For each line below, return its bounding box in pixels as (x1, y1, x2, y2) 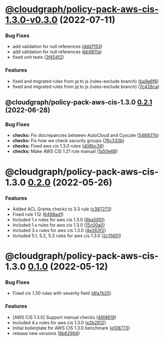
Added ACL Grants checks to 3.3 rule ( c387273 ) (12, 206, 112, 212)
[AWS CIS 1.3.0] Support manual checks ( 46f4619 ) (12, 314, 116, 320)
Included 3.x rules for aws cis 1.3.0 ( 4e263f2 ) (12, 227, 106, 233)
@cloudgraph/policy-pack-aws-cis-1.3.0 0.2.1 (5, 98, 152, 106)
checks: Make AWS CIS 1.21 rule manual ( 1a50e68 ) (12, 148, 118, 154)
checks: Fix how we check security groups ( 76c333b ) (12, 138, 124, 144)
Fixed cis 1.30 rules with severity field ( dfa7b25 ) (12, 290, 111, 296)
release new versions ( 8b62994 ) (12, 330, 80, 336)
